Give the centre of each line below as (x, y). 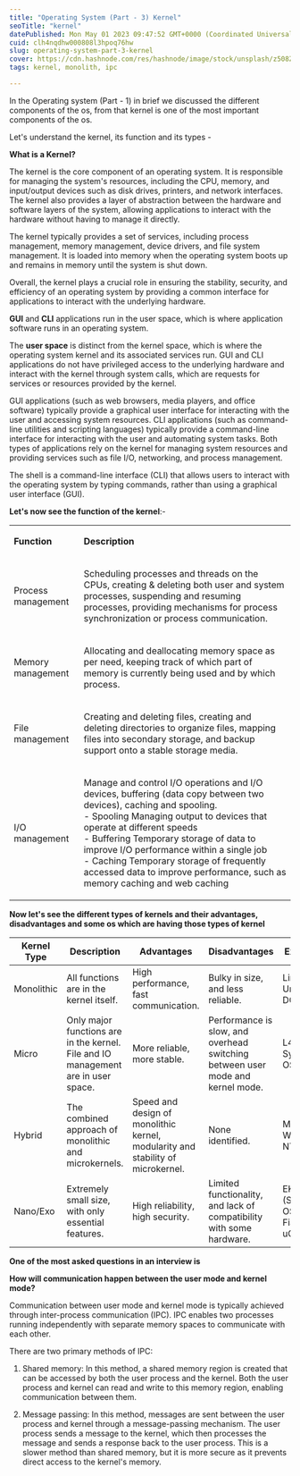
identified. (229, 1141)
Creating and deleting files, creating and (167, 716)
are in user (89, 1075)
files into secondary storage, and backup (170, 738)
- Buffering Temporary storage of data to (170, 839)
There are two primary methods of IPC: (81, 1351)
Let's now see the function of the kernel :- (87, 511)
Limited (224, 1183)
